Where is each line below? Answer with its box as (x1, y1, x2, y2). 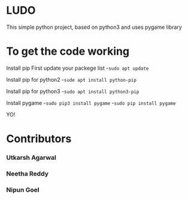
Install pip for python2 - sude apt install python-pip (6, 76, 137, 83)
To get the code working (6, 44, 130, 58)
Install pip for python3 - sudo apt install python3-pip (6, 88, 140, 95)
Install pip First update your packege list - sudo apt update (6, 64, 149, 71)
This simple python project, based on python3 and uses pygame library (6, 23, 183, 31)
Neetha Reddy (6, 169, 49, 178)
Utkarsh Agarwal (6, 153, 57, 162)
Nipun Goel (6, 186, 40, 194)
